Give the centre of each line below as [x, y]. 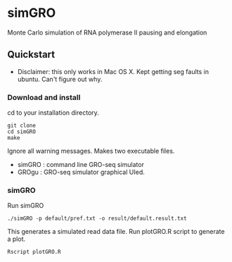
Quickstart [31, 55]
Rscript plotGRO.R [34, 252]
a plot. [17, 239]
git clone [22, 126]
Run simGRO [26, 206]
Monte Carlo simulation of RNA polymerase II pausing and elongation [107, 32]
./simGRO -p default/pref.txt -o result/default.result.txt [97, 219]
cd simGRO [22, 132]
